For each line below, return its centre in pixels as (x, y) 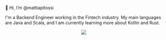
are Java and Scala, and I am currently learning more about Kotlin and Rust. (83, 23)
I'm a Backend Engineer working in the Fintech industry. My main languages (83, 17)
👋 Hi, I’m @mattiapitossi (29, 8)
